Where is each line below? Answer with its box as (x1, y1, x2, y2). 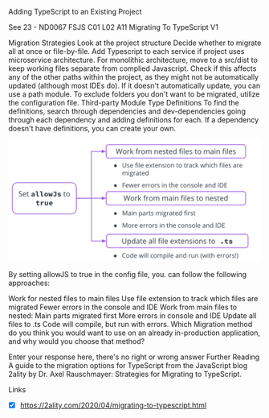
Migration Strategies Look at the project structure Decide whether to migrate (8, 38, 262, 48)
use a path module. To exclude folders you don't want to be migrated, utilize (8, 89, 260, 99)
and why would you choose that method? (8, 337, 145, 346)
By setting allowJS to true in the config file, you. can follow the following (8, 270, 247, 279)
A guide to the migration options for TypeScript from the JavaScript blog (8, 361, 248, 370)
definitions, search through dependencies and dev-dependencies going (8, 106, 247, 116)
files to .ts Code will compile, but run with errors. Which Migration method (8, 320, 253, 329)
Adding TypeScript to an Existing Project (8, 7, 142, 16)
